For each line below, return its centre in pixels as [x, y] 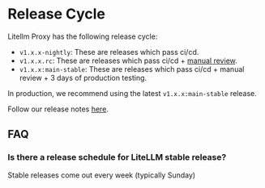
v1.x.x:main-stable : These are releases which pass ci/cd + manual [132, 69]
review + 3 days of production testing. [83, 77]
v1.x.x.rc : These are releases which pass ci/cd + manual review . [128, 61]
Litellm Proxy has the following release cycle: [83, 36]
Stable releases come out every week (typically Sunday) [102, 175]
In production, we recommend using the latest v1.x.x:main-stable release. [132, 93]
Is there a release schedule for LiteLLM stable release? [117, 157]
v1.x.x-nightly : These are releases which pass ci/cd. [109, 52]
